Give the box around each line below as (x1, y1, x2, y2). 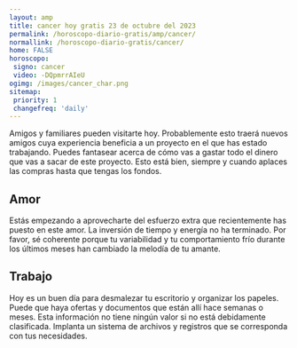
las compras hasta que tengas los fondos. (9, 166, 162, 177)
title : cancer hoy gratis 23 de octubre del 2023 (9, 21, 197, 30)
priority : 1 (12, 95, 58, 105)
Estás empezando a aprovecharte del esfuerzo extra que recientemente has (9, 215, 286, 226)
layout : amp (9, 12, 53, 22)
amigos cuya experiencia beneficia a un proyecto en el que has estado (9, 138, 268, 148)
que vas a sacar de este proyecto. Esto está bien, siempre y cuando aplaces (9, 156, 288, 167)
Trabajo (9, 269, 53, 284)
